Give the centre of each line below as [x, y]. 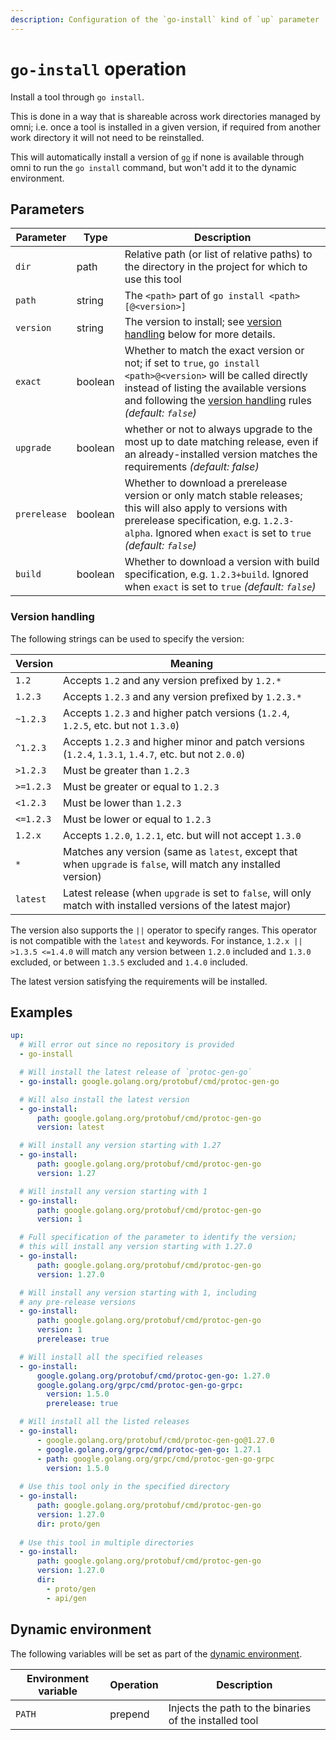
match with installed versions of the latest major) [177, 905]
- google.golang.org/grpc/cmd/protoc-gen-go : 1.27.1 [149, 1449]
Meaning [191, 663]
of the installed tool [213, 1720]
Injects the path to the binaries [240, 1708]
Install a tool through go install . [77, 97]
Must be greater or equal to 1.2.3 [141, 786]
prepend [129, 1714]
